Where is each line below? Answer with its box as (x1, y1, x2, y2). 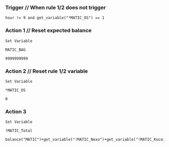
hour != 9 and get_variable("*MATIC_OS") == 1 (5, 16, 105, 21)
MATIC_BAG (5, 47, 26, 52)
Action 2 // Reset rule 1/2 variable (5, 67, 88, 74)
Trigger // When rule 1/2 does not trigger (5, 4, 106, 11)
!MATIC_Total (5, 128, 33, 133)
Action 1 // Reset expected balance (5, 27, 92, 34)
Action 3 (5, 108, 27, 115)
